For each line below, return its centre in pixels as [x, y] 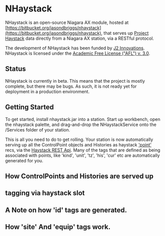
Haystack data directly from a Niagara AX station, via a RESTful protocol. [80, 38]
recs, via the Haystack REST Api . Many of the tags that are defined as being [83, 150]
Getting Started [30, 107]
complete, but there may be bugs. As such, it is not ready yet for [71, 86]
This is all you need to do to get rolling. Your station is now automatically [79, 139]
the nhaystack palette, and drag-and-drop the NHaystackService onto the [81, 124]
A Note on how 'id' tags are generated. [66, 210]
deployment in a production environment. [47, 91]
